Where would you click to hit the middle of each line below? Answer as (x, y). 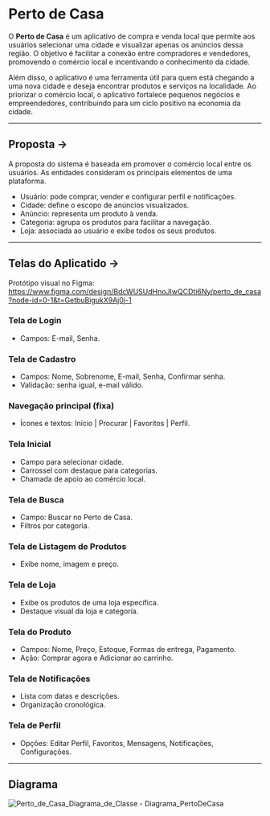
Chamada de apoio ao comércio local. (83, 478)
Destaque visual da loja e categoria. (79, 611)
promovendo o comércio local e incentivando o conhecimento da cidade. (129, 62)
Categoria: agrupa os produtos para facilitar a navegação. (116, 222)
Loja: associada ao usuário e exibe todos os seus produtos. (118, 231)
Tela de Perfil (35, 726)
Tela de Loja (32, 585)
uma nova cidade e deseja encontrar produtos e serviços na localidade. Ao (133, 86)
